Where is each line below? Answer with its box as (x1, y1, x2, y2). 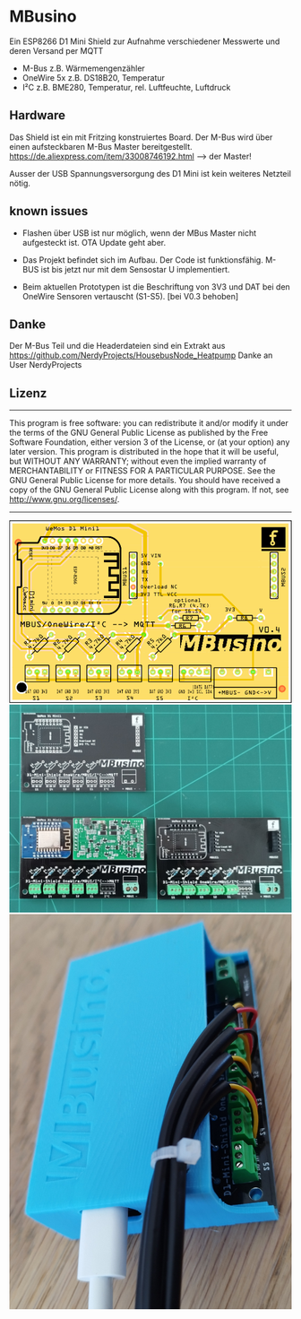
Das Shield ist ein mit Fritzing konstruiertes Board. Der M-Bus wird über (9, 132, 273, 143)
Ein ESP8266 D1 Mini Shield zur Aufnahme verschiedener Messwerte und (9, 36, 280, 47)
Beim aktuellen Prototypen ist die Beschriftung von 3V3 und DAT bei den (21, 281, 291, 292)
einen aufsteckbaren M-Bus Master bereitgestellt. (9, 141, 193, 152)
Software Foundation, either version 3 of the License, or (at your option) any (9, 437, 290, 447)
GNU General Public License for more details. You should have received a (9, 475, 280, 486)
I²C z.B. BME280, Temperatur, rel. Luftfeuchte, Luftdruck (21, 82, 231, 92)
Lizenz (9, 386, 47, 401)
